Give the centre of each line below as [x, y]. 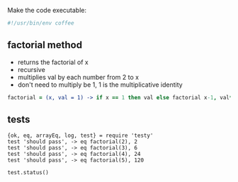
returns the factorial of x [53, 62]
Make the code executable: [47, 10]
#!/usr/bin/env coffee [41, 23]
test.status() [28, 173]
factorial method [45, 45]
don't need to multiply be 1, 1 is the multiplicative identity [100, 85]
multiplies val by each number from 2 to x [78, 77]
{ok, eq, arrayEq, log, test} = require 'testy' [80, 136]
